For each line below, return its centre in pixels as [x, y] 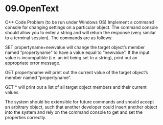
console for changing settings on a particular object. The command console [81, 27]
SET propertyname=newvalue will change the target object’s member [75, 47]
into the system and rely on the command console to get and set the [74, 112]
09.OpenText [32, 9]
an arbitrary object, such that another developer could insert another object [81, 107]
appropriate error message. [33, 63]
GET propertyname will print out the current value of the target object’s [77, 72]
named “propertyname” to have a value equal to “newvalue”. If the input [77, 52]
